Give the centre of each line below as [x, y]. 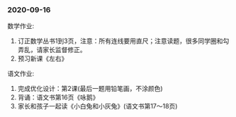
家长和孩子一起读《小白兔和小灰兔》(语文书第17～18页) [97, 106]
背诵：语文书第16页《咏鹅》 [58, 97]
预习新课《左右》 [43, 58]
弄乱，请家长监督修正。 [52, 50]
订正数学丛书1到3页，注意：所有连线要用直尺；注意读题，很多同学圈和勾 [123, 41]
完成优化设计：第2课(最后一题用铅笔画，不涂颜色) [90, 89]
